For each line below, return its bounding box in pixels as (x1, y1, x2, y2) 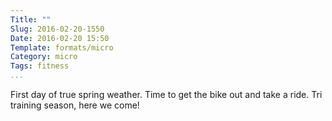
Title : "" (10, 14, 52, 25)
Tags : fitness (10, 61, 70, 71)
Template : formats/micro (10, 42, 114, 53)
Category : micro (10, 52, 78, 62)
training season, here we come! (10, 99, 140, 111)
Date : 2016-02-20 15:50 (10, 33, 110, 43)
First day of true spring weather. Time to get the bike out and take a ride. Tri (10, 89, 323, 100)
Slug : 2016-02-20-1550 (10, 24, 105, 34)
